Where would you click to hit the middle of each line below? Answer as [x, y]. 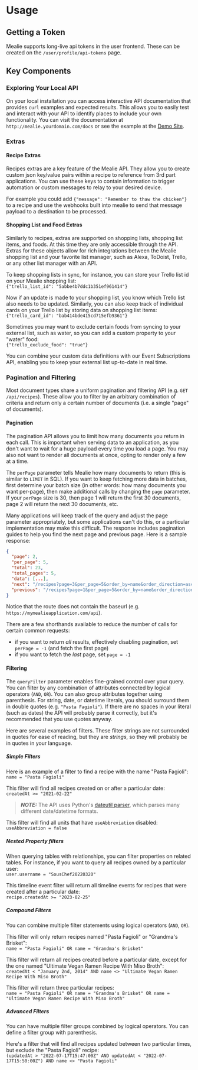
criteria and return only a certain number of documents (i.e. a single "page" [98, 403]
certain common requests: [38, 631]
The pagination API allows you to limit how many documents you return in [95, 436]
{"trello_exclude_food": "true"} [47, 345]
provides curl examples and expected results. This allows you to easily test [98, 107]
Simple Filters [23, 757]
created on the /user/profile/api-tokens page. [64, 53]
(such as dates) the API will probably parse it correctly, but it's [82, 712]
